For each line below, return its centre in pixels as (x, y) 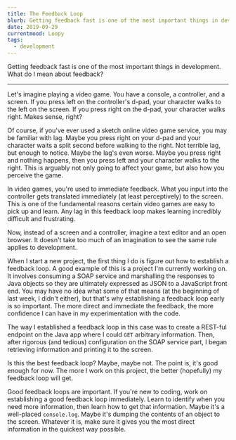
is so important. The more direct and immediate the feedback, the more (111, 306)
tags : (15, 40)
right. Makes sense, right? (45, 117)
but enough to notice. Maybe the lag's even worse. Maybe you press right (114, 153)
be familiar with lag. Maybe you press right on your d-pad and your (104, 138)
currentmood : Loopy (36, 33)
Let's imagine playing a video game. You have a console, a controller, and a (116, 94)
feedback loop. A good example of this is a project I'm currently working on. (117, 269)
